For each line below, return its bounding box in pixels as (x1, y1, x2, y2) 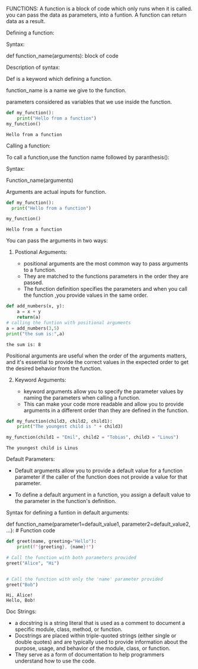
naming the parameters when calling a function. (23, 394, 140, 401)
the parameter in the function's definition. (14, 498, 117, 505)
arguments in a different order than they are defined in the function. (23, 407, 189, 414)
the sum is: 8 (6, 341, 41, 347)
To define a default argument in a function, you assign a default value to (14, 491, 191, 498)
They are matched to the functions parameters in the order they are (23, 273, 189, 280)
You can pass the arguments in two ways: (6, 237, 108, 244)
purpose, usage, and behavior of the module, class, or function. (14, 645, 171, 652)
